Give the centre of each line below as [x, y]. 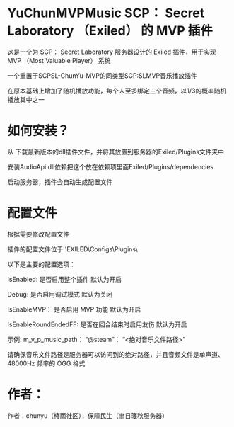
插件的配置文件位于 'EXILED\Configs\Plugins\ [72, 249]
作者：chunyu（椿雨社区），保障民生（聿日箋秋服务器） [88, 415]
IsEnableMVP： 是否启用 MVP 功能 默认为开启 [74, 309]
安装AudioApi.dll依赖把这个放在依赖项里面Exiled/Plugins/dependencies [111, 166]
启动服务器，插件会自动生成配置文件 [60, 182]
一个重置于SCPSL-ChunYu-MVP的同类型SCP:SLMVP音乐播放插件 [103, 75]
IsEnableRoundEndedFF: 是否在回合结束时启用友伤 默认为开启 [97, 324]
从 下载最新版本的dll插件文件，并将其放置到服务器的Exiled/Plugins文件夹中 [116, 152]
